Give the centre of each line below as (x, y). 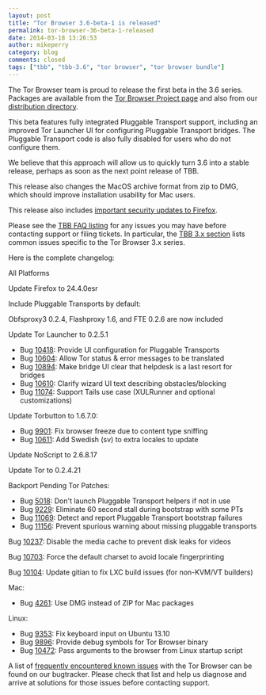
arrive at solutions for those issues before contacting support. (109, 682)
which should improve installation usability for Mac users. (102, 194)
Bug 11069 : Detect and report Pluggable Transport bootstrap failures (131, 517)
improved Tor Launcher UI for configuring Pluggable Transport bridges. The (132, 130)
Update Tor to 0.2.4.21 (45, 470)
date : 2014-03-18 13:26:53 (53, 38)
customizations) (46, 400)
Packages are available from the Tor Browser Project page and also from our (133, 98)
